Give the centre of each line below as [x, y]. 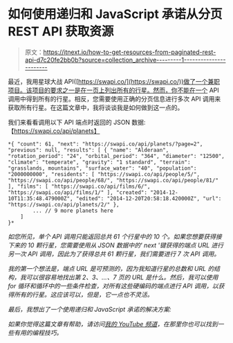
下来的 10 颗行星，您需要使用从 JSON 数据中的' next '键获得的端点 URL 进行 [116, 245]
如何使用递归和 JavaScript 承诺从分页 [115, 14]
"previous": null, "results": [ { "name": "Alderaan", [88, 150]
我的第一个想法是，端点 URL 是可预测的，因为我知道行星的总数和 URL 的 [111, 268]
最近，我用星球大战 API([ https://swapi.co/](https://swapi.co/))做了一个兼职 [114, 81]
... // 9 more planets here [73, 211]
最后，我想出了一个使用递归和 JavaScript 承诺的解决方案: [90, 309]
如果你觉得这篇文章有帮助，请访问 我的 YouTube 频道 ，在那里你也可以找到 [113, 324]
